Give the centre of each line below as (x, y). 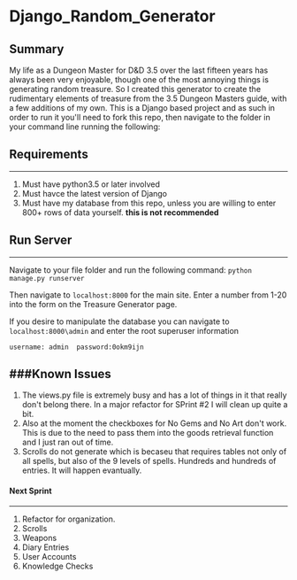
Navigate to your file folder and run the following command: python (130, 270)
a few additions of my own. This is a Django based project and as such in (142, 108)
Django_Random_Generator (112, 16)
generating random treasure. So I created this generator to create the (135, 89)
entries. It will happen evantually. (82, 470)
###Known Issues (61, 374)
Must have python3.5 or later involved (91, 184)
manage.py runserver (47, 278)
